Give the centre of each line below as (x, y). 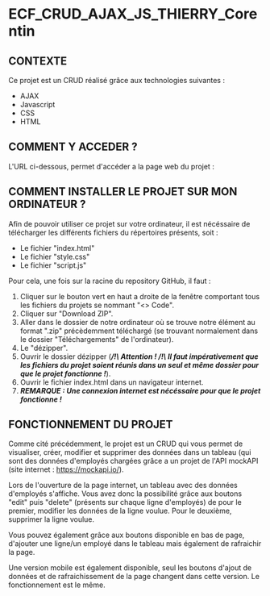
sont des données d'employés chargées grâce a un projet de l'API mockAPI (133, 461)
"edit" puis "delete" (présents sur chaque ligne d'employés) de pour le (125, 502)
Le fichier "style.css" (55, 256)
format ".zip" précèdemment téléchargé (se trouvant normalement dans (139, 331)
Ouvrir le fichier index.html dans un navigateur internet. (112, 382)
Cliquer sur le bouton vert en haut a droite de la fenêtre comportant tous (140, 296)
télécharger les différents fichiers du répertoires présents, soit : (114, 232)
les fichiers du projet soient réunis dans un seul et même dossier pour (139, 365)
